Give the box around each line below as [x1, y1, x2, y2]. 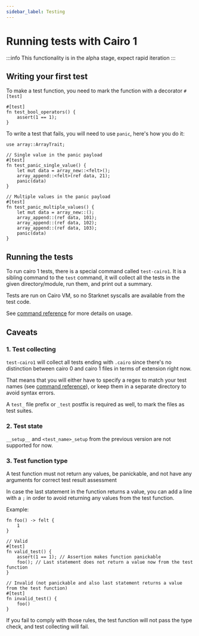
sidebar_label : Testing [6, 8, 66, 15]
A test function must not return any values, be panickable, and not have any [6, 470, 192, 477]
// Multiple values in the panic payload [6, 194, 111, 200]
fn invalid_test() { [6, 596, 58, 602]
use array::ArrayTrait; [6, 141, 66, 148]
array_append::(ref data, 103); [17, 225, 97, 231]
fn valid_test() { [6, 549, 52, 555]
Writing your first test [6, 71, 88, 81]
